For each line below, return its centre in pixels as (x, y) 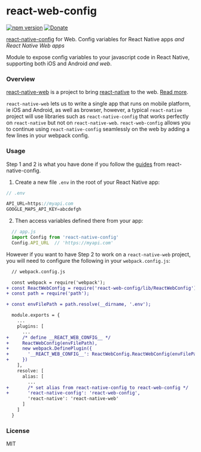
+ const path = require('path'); (48, 294)
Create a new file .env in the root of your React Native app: (87, 182)
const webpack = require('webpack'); (59, 283)
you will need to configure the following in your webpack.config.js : (88, 260)
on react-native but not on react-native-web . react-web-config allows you (98, 123)
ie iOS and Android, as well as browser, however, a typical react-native (94, 110)
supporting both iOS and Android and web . (59, 63)
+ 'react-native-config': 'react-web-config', (73, 393)
